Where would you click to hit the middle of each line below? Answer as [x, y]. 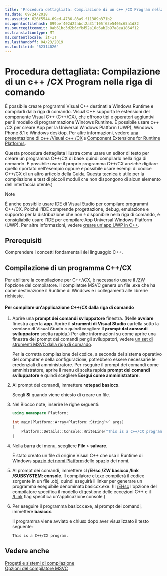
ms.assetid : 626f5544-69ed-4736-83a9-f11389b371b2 [59, 19]
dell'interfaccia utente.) [29, 184]
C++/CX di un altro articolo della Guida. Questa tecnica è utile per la [75, 174]
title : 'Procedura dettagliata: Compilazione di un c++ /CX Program [78, 10]
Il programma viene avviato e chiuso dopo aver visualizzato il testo [81, 521]
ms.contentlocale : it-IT [31, 38]
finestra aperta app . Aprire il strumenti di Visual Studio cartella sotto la [85, 324]
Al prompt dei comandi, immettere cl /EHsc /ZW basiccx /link [76, 470]
